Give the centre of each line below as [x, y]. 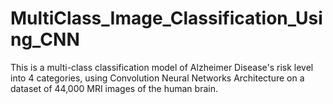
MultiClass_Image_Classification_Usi [166, 18]
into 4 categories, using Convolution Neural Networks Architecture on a [157, 78]
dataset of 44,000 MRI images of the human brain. [114, 88]
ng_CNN [45, 39]
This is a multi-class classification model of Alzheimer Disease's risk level [162, 67]
